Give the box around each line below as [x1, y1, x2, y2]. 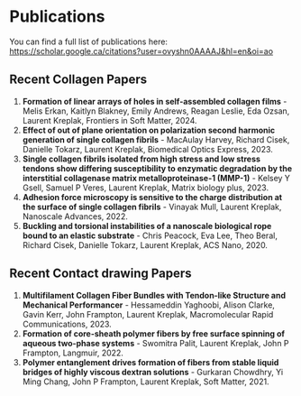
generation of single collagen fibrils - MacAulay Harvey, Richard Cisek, [22, 134, 290, 145]
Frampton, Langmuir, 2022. [22, 347, 124, 358]
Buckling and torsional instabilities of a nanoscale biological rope [22, 220, 272, 231]
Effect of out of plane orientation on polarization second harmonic [22, 124, 276, 135]
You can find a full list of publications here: [9, 36, 169, 47]
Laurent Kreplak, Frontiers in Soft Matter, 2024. [22, 115, 197, 125]
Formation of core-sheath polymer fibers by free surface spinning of [22, 327, 286, 339]
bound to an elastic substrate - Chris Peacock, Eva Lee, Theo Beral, [22, 230, 278, 241]
